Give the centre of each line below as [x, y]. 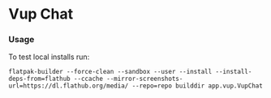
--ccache [88, 79]
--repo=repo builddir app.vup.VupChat [198, 86]
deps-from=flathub [39, 79]
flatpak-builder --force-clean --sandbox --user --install [110, 72]
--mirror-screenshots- [145, 79]
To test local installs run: [49, 57]
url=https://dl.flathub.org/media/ [69, 86]
